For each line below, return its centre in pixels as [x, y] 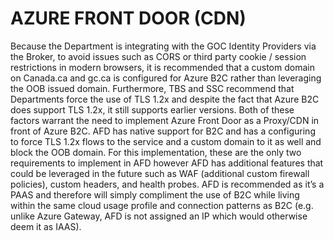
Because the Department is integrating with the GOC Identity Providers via [163, 46]
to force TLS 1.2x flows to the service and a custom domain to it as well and [166, 141]
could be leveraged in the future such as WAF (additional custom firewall [160, 173]
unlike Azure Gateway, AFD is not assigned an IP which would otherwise [159, 216]
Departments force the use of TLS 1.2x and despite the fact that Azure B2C [165, 99]
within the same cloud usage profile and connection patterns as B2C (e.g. [162, 205]
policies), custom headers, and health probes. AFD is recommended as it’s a [167, 184]
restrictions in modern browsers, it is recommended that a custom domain [162, 67]
